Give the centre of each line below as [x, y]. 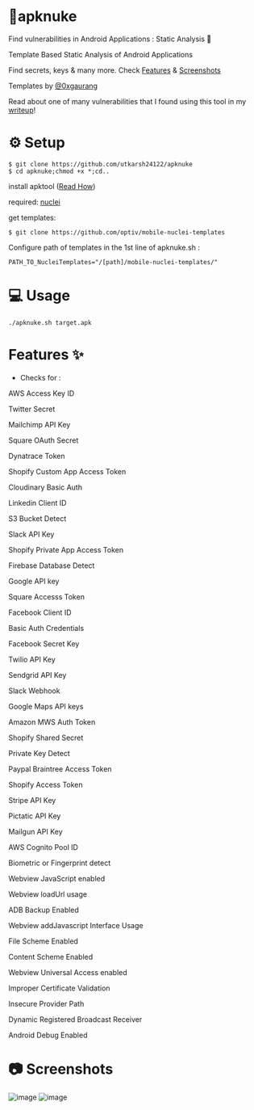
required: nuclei [34, 202]
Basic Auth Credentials [46, 628]
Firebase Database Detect [52, 566]
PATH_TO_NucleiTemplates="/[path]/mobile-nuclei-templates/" [113, 262]
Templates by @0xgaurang [53, 86]
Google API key [34, 581]
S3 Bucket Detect [37, 518]
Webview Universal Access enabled [68, 972]
